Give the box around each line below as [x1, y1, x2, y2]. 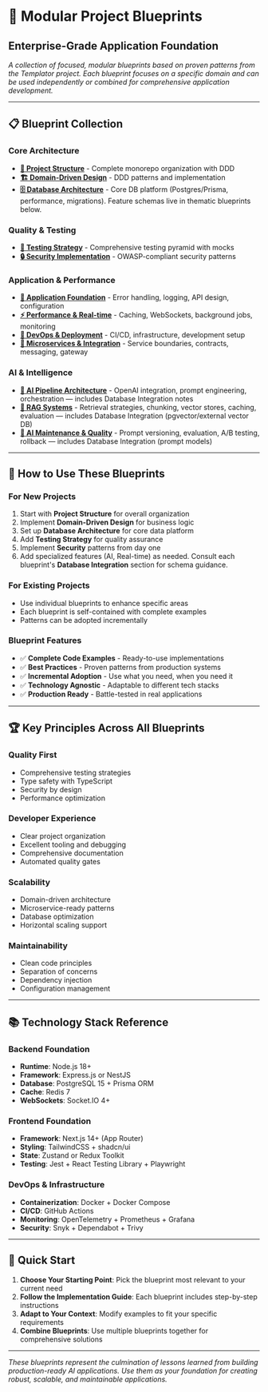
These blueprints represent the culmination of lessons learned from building [8, 1357, 258, 1366]
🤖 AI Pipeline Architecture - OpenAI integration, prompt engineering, [19, 385, 247, 395]
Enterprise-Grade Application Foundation [8, 39, 219, 53]
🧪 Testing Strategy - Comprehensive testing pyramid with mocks [19, 242, 235, 252]
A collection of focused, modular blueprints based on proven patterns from [8, 60, 255, 70]
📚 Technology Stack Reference [8, 1015, 169, 1029]
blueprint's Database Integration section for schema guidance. [19, 560, 229, 570]
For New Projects [8, 491, 77, 502]
